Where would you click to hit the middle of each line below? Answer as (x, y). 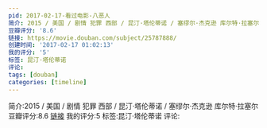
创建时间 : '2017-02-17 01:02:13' (61, 45)
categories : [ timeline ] (48, 82)
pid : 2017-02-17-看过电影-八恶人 (59, 16)
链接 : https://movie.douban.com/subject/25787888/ (93, 38)
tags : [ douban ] (33, 75)
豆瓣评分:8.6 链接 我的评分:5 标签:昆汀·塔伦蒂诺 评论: (94, 115)
